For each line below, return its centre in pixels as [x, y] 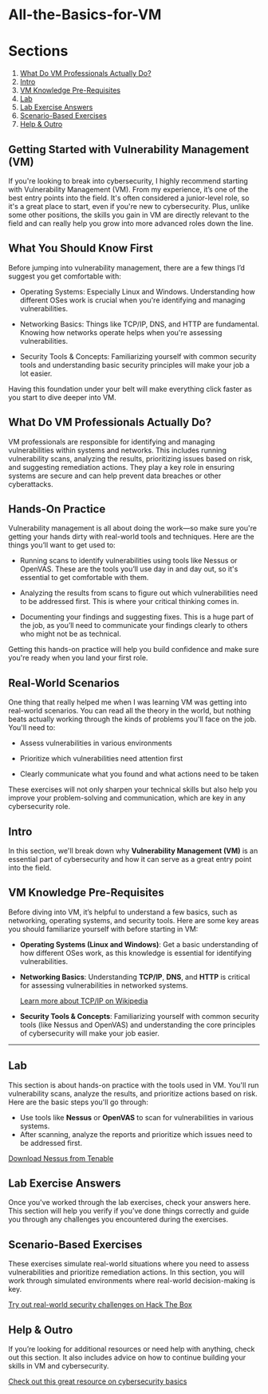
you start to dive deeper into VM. [63, 397]
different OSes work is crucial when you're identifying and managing [132, 300]
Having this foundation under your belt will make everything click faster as [130, 389]
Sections [38, 51]
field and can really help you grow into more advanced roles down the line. [131, 223]
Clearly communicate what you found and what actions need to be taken [139, 774]
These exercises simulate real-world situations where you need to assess [129, 1264]
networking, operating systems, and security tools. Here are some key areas [134, 920]
